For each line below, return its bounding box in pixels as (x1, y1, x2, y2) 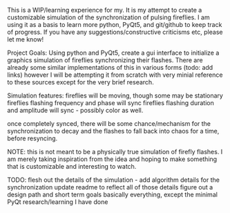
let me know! (7, 35, 44, 44)
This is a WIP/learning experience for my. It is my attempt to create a (7, 6, 202, 14)
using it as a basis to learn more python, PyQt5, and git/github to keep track (7, 21, 222, 28)
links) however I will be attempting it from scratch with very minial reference (7, 71, 223, 79)
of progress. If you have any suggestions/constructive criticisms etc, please (7, 28, 223, 36)
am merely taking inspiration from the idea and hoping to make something (7, 155, 218, 163)
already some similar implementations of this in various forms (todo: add (7, 64, 213, 71)
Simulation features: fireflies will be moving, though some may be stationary (7, 91, 223, 100)
